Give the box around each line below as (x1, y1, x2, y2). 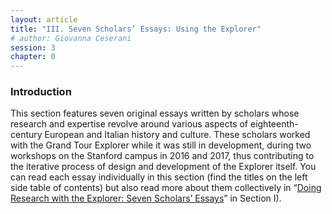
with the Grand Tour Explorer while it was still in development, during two (10, 139, 312, 151)
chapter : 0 (10, 52, 56, 62)
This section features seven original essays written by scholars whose (10, 107, 300, 120)
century (10, 129, 43, 141)
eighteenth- (249, 118, 299, 130)
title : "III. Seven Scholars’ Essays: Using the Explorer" (10, 24, 262, 34)
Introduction (10, 85, 72, 99)
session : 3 (10, 42, 56, 53)
